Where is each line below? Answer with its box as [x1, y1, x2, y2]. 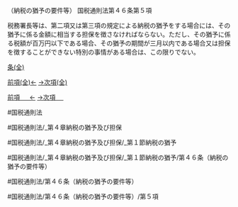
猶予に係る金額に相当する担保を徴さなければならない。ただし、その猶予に [7, 30, 225, 38]
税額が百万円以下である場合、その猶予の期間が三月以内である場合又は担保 [13, 39, 231, 47]
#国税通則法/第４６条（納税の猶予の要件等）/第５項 [7, 192, 159, 201]
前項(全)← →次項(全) [7, 78, 68, 86]
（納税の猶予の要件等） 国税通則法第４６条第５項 [7, 6, 152, 14]
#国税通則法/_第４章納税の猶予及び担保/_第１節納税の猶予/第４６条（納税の [7, 153, 229, 162]
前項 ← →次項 [7, 93, 56, 101]
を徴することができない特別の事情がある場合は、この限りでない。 [7, 48, 200, 56]
